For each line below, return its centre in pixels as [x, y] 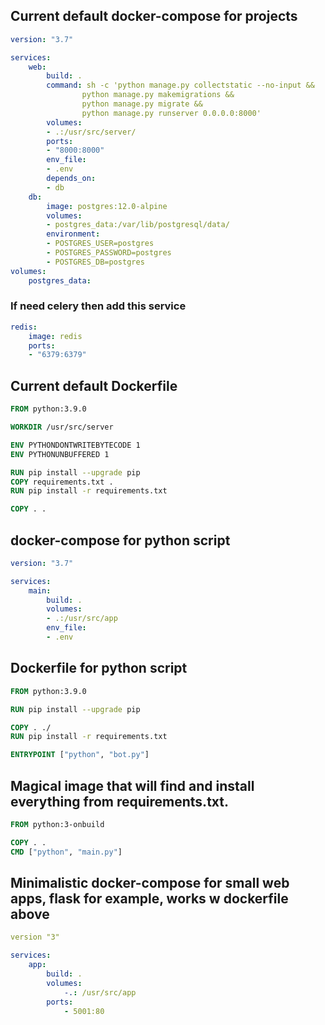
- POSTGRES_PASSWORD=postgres [109, 253]
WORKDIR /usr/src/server [62, 427]
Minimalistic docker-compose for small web [150, 883]
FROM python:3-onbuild [57, 824]
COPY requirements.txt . [62, 482]
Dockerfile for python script [99, 668]
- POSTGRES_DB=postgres [95, 262]
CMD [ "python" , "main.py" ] [66, 852]
